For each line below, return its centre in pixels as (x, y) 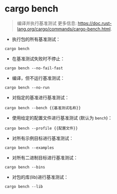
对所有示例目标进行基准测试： (42, 138)
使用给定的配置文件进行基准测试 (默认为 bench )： (62, 118)
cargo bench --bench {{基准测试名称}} (43, 108)
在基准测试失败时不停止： (38, 59)
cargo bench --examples (29, 148)
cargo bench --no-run (27, 87)
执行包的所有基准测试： (36, 39)
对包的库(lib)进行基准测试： (40, 177)
